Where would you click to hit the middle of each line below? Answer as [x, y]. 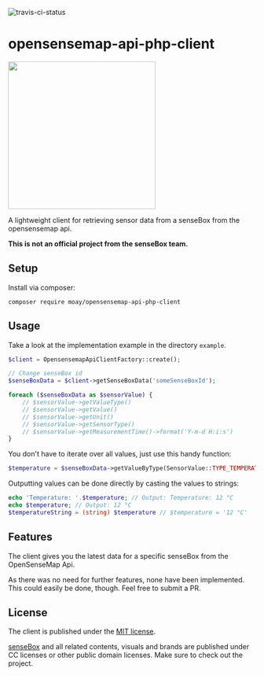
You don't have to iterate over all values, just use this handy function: [120, 454]
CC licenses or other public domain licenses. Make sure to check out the [126, 655]
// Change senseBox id [45, 374]
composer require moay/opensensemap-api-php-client [94, 302]
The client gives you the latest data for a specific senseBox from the [119, 556]
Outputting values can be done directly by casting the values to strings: [124, 483]
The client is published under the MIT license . [82, 632]
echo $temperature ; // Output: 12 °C [70, 505]
